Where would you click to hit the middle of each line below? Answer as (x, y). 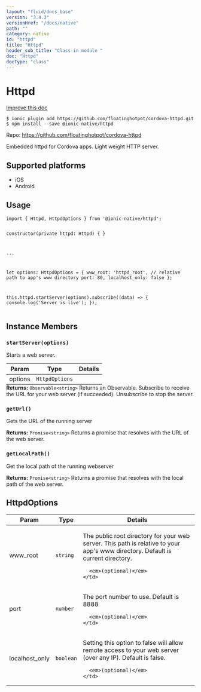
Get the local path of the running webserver (60, 466)
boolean (66, 658)
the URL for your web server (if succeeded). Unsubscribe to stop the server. (100, 394)
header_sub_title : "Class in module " (54, 51)
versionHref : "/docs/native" (42, 23)
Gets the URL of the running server (49, 421)
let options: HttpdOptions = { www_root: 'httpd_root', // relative (93, 272)
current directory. (108, 558)
